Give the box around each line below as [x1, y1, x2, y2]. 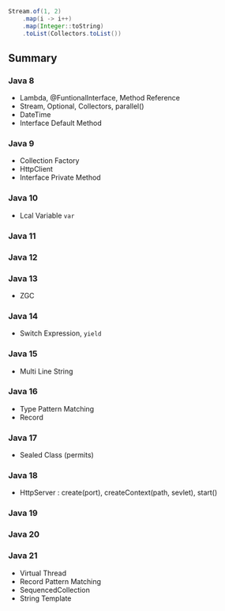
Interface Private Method [19, 173, 101, 182]
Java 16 [8, 386, 38, 397]
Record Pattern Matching [19, 576, 101, 586]
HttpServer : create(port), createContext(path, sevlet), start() [19, 488, 218, 498]
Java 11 [8, 230, 36, 241]
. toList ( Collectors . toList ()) [22, 29, 122, 37]
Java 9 [8, 139, 35, 150]
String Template [19, 594, 72, 603]
